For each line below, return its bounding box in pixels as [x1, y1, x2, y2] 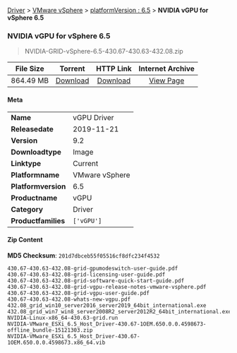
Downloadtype [11, 147, 62, 157]
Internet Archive [138, 64, 195, 73]
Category [11, 204, 44, 214]
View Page [149, 76, 185, 85]
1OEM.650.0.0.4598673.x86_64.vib [7, 339, 106, 346]
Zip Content [7, 236, 44, 244]
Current [73, 158, 99, 168]
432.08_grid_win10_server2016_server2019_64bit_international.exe [7, 301, 207, 309]
